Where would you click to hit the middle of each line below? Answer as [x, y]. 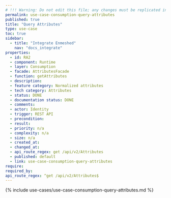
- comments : [23, 105]
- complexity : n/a [30, 133]
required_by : [19, 171]
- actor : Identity [30, 109]
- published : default [33, 157]
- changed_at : [25, 147]
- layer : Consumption [33, 67]
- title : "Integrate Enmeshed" [43, 43]
